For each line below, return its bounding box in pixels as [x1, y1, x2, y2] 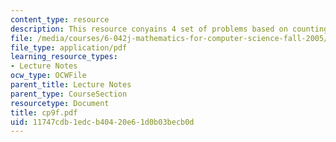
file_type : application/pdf [10, 42, 128, 53]
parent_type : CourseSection [10, 89, 128, 99]
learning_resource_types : [10, 52, 118, 62]
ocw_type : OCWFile [10, 71, 87, 81]
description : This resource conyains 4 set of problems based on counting [10, 24, 329, 34]
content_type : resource [10, 14, 110, 25]
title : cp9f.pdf [10, 107, 78, 118]
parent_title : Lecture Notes [10, 80, 132, 90]
